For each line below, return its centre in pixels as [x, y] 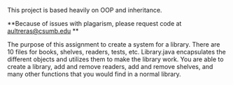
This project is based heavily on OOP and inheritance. [85, 10]
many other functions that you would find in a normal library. [94, 74]
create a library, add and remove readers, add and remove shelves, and [110, 67]
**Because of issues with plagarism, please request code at [94, 23]
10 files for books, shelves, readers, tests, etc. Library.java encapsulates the [116, 52]
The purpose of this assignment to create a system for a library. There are [114, 44]
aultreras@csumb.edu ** [43, 31]
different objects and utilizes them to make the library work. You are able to [115, 59]
